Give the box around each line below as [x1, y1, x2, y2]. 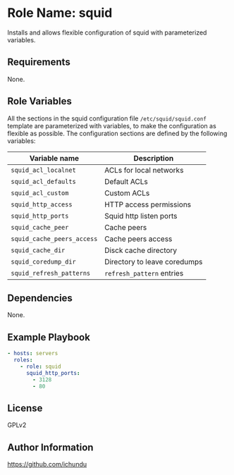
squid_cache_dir [11, 246, 66, 254]
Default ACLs [104, 176, 148, 186]
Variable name [29, 153, 80, 163]
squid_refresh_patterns [11, 269, 91, 277]
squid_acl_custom [11, 189, 69, 197]
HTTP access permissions [104, 199, 192, 209]
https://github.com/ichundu [7, 460, 87, 469]
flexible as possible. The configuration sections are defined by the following [7, 129, 228, 137]
